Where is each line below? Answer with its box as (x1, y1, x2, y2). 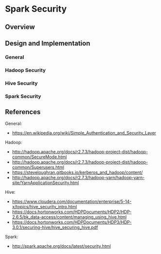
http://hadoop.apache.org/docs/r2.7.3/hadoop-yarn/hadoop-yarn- (12, 175, 145, 181)
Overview (5, 23, 35, 31)
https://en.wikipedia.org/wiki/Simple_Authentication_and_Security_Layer (12, 130, 157, 136)
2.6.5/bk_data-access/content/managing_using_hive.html (12, 214, 127, 220)
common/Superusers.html (12, 164, 64, 170)
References (5, 108, 41, 116)
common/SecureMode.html (12, 154, 67, 160)
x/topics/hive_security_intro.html (12, 204, 77, 210)
